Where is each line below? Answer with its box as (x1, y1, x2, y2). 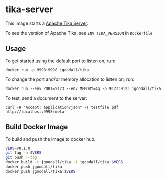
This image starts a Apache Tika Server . (5, 20, 88, 26)
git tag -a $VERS (5, 150, 42, 155)
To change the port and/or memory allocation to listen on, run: (5, 76, 135, 82)
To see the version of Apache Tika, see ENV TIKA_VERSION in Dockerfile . (5, 30, 154, 36)
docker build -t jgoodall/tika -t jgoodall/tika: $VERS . (5, 160, 128, 165)
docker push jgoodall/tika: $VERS (5, 169, 76, 174)
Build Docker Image (5, 123, 68, 131)
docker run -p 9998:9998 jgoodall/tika (5, 67, 89, 72)
